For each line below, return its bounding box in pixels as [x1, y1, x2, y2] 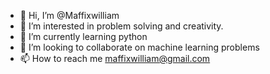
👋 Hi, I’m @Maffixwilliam [19, 10, 120, 21]
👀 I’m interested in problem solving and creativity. [19, 20, 224, 32]
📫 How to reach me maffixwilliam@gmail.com [19, 53, 211, 64]
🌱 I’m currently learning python [19, 31, 148, 42]
